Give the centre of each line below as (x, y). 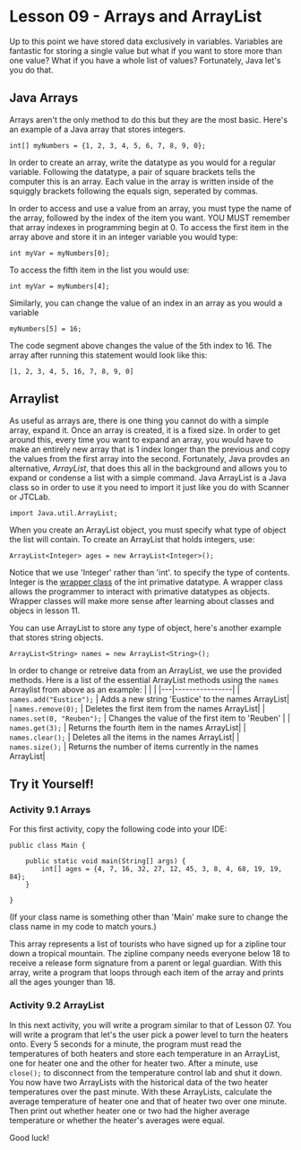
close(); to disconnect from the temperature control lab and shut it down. (146, 1072)
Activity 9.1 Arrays (50, 809)
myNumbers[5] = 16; (46, 329)
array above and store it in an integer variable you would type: (124, 237)
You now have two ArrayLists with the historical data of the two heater (139, 1082)
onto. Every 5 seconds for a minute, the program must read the (125, 1044)
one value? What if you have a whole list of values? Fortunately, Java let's (145, 60)
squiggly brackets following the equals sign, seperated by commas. (133, 191)
